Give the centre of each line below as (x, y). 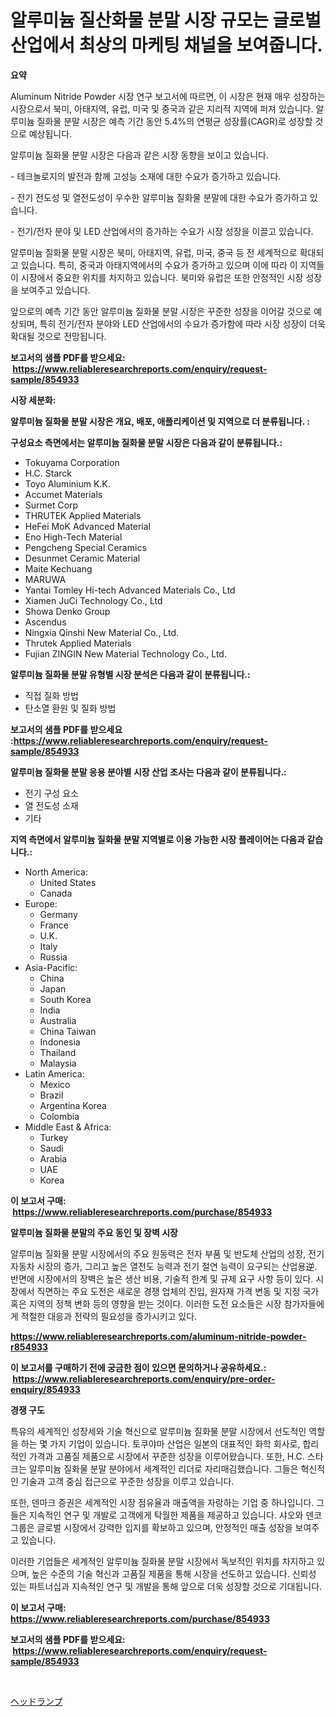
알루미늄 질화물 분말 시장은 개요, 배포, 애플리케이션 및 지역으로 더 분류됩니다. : (160, 421)
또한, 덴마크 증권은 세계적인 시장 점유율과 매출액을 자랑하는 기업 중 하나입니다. (162, 1502)
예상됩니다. (50, 133)
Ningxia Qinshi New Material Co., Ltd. (102, 632)
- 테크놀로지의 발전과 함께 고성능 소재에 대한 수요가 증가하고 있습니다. (146, 176)
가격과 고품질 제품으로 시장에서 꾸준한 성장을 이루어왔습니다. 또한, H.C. (166, 1456)
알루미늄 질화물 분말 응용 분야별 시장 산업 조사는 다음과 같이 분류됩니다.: (148, 772)
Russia (53, 957)
